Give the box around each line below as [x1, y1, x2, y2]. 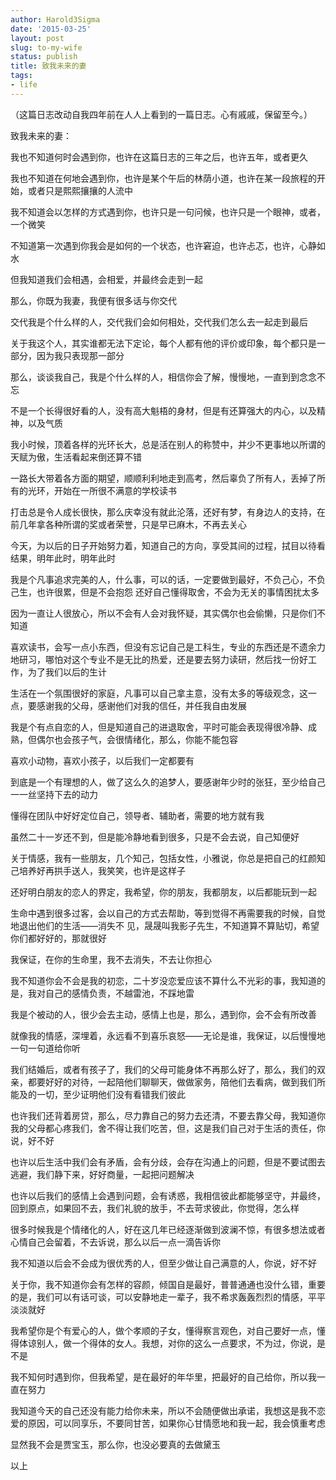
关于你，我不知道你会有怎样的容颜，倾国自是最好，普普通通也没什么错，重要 [10, 1278, 326, 1290]
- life [10, 80, 38, 90]
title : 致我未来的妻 [10, 61, 87, 71]
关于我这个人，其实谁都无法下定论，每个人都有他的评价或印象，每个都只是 [10, 337, 317, 349]
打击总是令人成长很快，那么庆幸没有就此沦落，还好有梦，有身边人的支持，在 [10, 506, 326, 518]
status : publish [10, 52, 78, 62]
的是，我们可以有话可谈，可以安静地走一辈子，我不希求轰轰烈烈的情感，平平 [10, 1291, 326, 1303]
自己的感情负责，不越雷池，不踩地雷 [44, 987, 195, 999]
